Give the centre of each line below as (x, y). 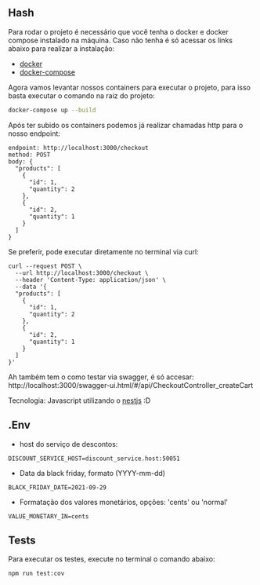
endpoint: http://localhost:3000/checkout (78, 148)
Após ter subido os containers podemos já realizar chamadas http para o (126, 125)
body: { (21, 161)
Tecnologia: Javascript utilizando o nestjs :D (79, 400)
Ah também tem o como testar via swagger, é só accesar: (101, 377)
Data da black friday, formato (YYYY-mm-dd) (92, 473)
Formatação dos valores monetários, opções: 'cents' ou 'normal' (124, 502)
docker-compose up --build (52, 110)
